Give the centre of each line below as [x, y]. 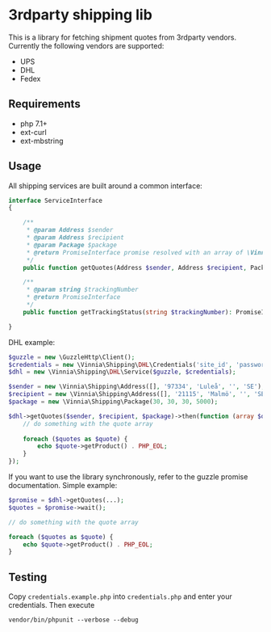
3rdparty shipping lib [81, 15]
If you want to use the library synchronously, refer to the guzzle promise [128, 477]
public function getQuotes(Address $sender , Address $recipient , [135, 268]
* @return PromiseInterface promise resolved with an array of [135, 252]
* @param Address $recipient [75, 238]
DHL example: [32, 342]
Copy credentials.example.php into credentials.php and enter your [120, 596]
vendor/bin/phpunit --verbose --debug [73, 620]
